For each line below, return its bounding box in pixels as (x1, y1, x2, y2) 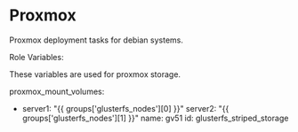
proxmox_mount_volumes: (9, 86, 105, 97)
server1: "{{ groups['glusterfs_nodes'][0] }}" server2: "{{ (21, 103, 230, 113)
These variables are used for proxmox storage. (9, 68, 181, 80)
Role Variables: (9, 51, 64, 62)
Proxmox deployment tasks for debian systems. (9, 35, 184, 45)
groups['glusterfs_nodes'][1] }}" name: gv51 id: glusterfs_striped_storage (21, 113, 289, 123)
